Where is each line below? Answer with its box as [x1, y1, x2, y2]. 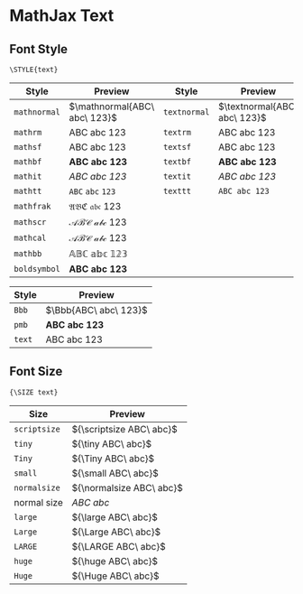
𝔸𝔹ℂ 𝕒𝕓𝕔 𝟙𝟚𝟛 [69, 247, 128, 260]
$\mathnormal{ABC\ [69, 100, 155, 113]
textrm [162, 127, 192, 137]
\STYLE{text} [9, 65, 59, 74]
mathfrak [14, 201, 51, 211]
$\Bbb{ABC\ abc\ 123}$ [45, 304, 148, 316]
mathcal [14, 233, 47, 243]
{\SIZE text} [9, 387, 59, 397]
